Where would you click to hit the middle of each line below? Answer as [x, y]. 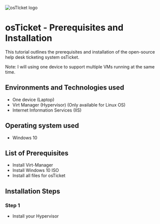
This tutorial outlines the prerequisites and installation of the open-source [80, 52]
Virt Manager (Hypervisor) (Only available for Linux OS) [69, 105]
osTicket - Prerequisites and [64, 28]
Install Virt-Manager [33, 165]
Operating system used [42, 126]
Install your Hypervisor [35, 216]
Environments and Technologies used [65, 87]
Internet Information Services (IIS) [47, 110]
